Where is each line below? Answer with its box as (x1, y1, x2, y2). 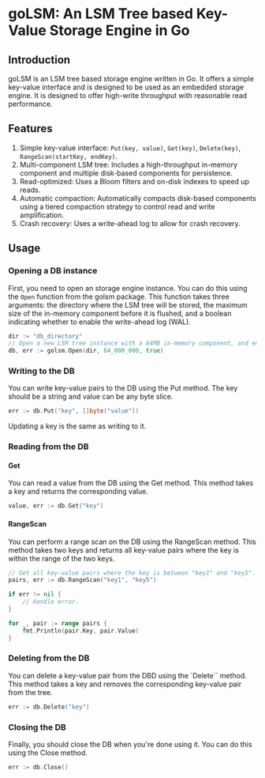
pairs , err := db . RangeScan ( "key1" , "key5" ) (8, 576, 157, 584)
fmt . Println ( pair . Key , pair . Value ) (22, 626, 140, 635)
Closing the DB (8, 721, 67, 732)
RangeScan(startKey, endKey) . (19, 151, 118, 161)
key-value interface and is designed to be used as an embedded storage (8, 82, 244, 92)
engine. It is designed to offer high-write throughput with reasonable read (8, 91, 248, 100)
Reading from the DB (8, 441, 89, 452)
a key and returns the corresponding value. (8, 487, 148, 497)
